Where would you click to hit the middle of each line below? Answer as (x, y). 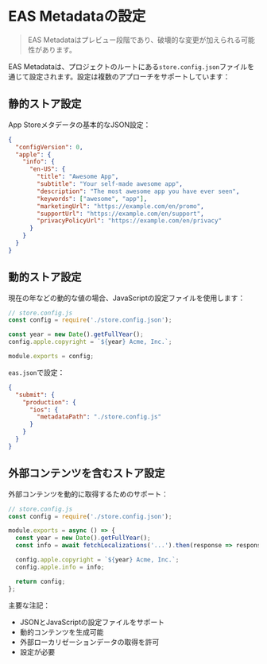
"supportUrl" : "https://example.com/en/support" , (120, 214)
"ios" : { (44, 410)
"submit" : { (35, 395)
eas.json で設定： (37, 372)
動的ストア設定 (45, 278)
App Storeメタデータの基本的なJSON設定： (79, 125)
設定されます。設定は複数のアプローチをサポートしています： (130, 76)
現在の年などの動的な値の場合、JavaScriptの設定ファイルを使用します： (127, 298)
